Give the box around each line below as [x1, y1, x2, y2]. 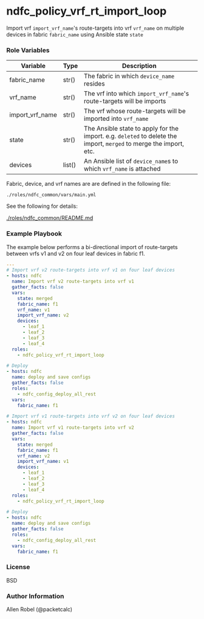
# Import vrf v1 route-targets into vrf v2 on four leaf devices [6, 413, 175, 420]
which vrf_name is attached [84, 165, 161, 173]
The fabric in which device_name [84, 72, 175, 80]
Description [121, 62, 157, 70]
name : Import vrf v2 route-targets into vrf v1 [12, 278, 135, 285]
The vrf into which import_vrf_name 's [84, 89, 189, 98]
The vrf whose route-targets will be [84, 107, 186, 115]
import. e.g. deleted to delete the [84, 132, 177, 140]
